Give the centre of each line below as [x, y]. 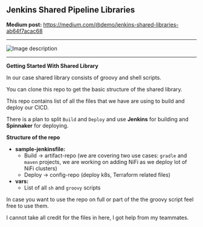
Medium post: [24, 24]
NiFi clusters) [40, 168]
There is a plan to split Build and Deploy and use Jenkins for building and [98, 119]
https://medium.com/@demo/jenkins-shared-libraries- [111, 24]
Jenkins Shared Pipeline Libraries [71, 10]
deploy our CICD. [28, 107]
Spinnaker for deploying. [37, 125]
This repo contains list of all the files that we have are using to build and [96, 101]
